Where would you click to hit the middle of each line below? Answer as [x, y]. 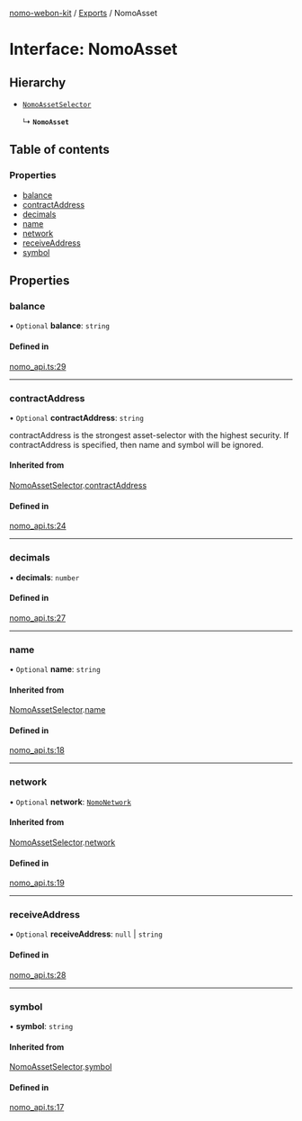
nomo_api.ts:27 [37, 618]
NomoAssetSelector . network [62, 842]
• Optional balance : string [60, 326]
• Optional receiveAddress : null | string [86, 934]
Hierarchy [38, 82]
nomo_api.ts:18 [37, 750]
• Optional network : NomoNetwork [71, 802]
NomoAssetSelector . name [58, 710]
